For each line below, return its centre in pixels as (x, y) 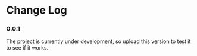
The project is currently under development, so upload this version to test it (98, 41)
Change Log (37, 10)
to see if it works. (27, 48)
